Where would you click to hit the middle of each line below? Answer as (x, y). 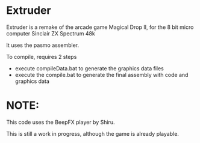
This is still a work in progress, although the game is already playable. (93, 133)
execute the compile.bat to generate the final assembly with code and (102, 75)
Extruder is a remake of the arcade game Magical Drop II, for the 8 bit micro (100, 27)
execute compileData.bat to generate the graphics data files (89, 68)
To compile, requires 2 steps (42, 56)
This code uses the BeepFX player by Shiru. (61, 122)
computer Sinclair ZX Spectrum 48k (51, 33)
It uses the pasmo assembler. (43, 45)
